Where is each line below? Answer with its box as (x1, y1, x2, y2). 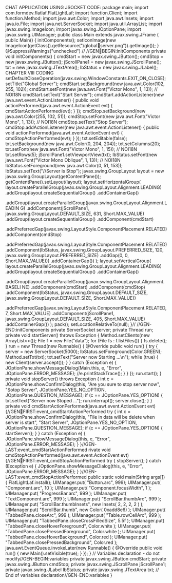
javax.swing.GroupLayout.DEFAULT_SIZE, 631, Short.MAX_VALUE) (5, 210, 145, 217)
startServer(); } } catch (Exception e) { (5, 431, 86, 436)
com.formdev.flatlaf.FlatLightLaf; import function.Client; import (5, 10, 138, 16)
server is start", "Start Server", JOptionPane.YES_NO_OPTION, (5, 419, 137, 425)
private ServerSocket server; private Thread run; (50, 327, 154, 333)
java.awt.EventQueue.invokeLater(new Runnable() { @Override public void (5, 545, 163, 551)
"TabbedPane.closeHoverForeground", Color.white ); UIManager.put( (5, 523, 151, 529)
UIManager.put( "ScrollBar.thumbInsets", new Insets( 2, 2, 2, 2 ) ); (5, 501, 144, 507)
